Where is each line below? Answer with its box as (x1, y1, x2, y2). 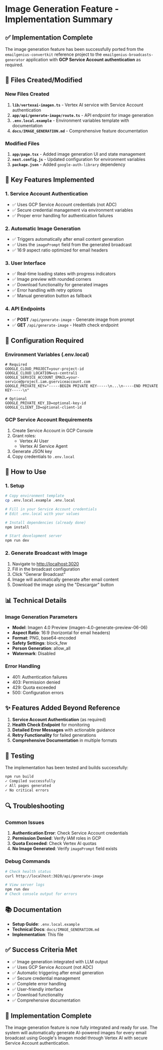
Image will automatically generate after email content (12, 576, 119, 582)
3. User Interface (5, 259, 46, 266)
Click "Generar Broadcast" (12, 571, 66, 577)
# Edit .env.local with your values (5, 511, 80, 516)
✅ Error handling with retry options (12, 287, 82, 293)
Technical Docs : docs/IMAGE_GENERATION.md (12, 926, 100, 932)
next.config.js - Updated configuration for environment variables (12, 156, 145, 162)
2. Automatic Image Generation (5, 225, 81, 232)
